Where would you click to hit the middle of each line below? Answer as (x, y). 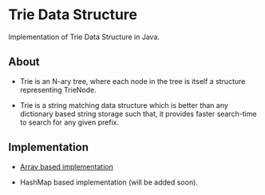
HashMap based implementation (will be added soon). (109, 182)
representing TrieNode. (58, 90)
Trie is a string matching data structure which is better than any (124, 105)
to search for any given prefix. (69, 122)
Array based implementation (66, 166)
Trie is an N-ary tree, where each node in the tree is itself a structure (132, 81)
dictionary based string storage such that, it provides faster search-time (138, 113)
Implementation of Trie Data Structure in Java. (84, 37)
